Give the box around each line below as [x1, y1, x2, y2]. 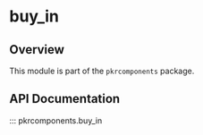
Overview [9, 42, 65, 57]
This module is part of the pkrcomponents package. [9, 65, 195, 76]
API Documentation [9, 91, 121, 106]
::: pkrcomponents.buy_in [9, 114, 103, 126]
